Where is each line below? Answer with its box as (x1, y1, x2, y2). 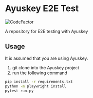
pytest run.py (5, 88, 34, 93)
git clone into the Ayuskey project (12, 65, 79, 70)
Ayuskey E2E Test (5, 3, 79, 14)
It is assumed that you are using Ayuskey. (5, 55, 89, 61)
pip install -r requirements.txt (5, 79, 73, 84)
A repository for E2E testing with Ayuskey (5, 28, 89, 34)
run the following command (12, 70, 67, 76)
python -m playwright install (5, 83, 67, 89)
